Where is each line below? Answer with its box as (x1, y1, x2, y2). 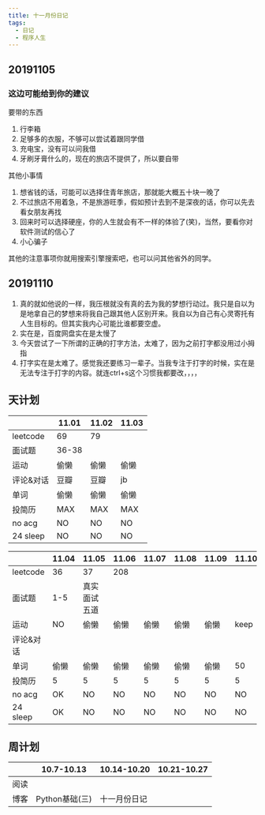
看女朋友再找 (19, 207, 62, 216)
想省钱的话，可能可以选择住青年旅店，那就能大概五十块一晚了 (19, 187, 221, 197)
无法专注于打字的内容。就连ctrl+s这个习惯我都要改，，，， (19, 368, 201, 377)
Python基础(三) (35, 794, 92, 805)
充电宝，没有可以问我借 (19, 144, 96, 153)
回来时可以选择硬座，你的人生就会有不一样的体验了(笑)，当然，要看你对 (19, 216, 254, 226)
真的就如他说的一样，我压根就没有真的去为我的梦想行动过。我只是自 (19, 299, 241, 308)
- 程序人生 (15, 33, 47, 42)
